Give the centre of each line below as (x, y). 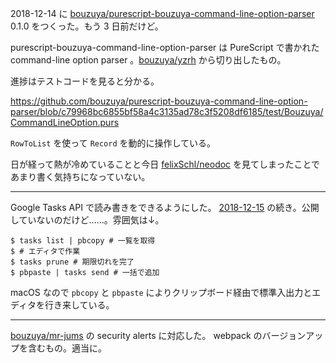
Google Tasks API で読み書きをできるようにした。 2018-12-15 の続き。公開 (165, 207)
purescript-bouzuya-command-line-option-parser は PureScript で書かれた (165, 47)
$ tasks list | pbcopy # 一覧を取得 (83, 241)
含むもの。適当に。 (67, 348)
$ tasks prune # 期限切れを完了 (72, 262)
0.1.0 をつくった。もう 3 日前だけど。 (87, 26)
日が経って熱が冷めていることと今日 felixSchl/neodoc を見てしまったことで (165, 164)
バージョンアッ (292, 335)
